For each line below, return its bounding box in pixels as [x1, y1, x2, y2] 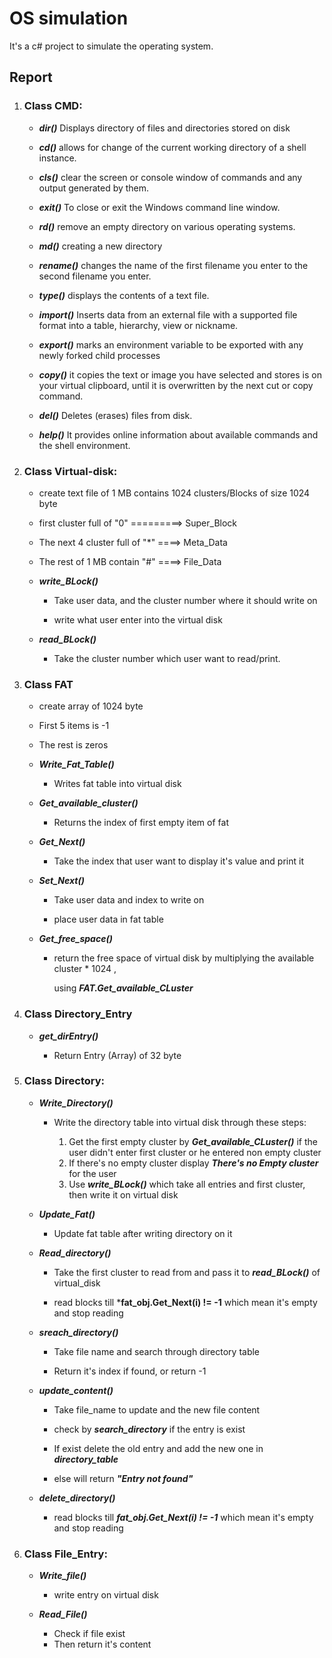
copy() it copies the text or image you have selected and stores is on [38, 368, 322, 381]
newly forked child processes [38, 349, 161, 361]
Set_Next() [38, 875, 85, 887]
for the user [68, 1167, 117, 1179]
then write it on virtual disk [68, 1188, 179, 1201]
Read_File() [38, 1608, 88, 1621]
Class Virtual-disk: [23, 464, 118, 478]
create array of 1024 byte [38, 700, 144, 712]
